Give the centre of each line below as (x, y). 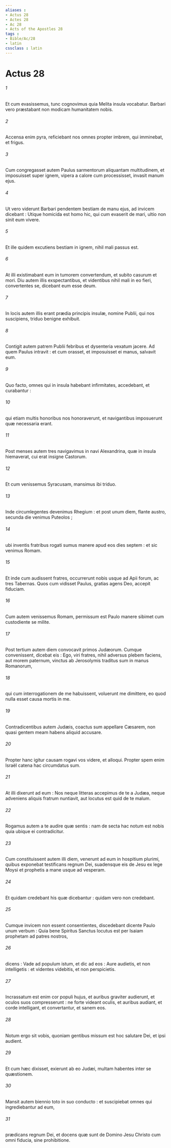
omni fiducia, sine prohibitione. (38, 1140)
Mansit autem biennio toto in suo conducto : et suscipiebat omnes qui (79, 1101)
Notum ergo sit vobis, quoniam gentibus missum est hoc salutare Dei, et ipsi (85, 1035)
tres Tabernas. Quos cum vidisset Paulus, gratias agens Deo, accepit (78, 583)
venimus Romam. (24, 550)
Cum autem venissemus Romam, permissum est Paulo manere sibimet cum (85, 617)
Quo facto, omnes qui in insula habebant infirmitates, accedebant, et (78, 385)
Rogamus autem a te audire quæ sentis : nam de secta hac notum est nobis (85, 826)
